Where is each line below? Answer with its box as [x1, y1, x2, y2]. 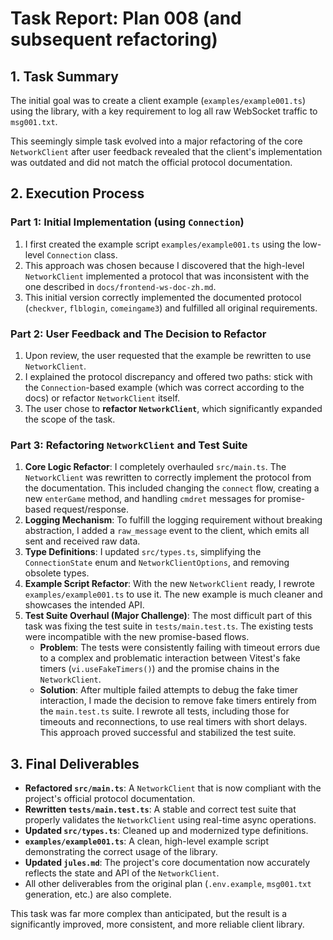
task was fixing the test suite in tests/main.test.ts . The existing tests [24, 620, 314, 632]
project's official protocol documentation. [24, 793, 196, 805]
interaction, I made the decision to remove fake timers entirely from [39, 695, 317, 707]
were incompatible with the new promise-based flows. [24, 631, 250, 643]
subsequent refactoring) [10, 28, 218, 51]
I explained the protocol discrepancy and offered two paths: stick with [24, 370, 313, 382]
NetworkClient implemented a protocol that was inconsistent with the [24, 270, 310, 282]
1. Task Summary [10, 68, 119, 85]
